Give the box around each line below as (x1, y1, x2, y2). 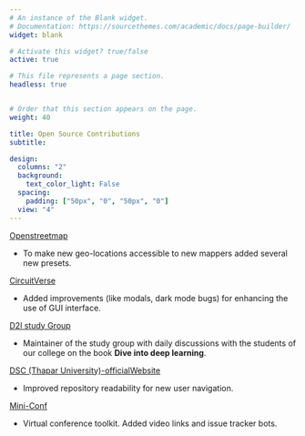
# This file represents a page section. (9, 72, 166, 81)
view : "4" (17, 205, 55, 214)
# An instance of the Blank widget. (9, 13, 148, 23)
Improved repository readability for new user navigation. (22, 382, 234, 393)
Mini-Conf (9, 400, 48, 411)
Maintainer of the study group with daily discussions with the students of (22, 338, 297, 349)
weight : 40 (9, 113, 51, 122)
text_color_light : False (25, 179, 120, 189)
